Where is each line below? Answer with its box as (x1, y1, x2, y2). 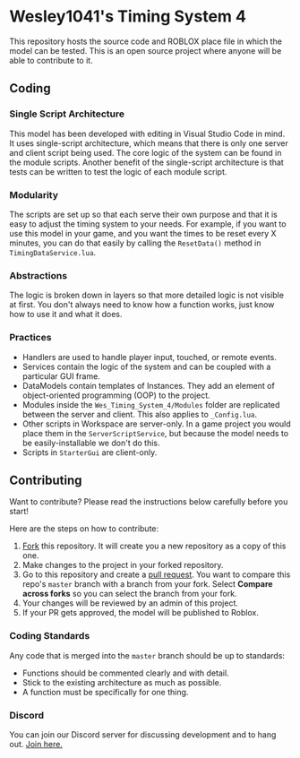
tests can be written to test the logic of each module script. (9, 166, 227, 177)
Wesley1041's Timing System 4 (9, 6, 246, 27)
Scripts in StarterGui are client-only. (21, 446, 158, 458)
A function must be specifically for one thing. (21, 686, 189, 697)
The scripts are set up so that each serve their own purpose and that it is (9, 209, 278, 220)
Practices (9, 332, 52, 344)
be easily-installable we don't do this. (21, 437, 160, 448)
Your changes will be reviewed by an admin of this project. (21, 598, 239, 608)
